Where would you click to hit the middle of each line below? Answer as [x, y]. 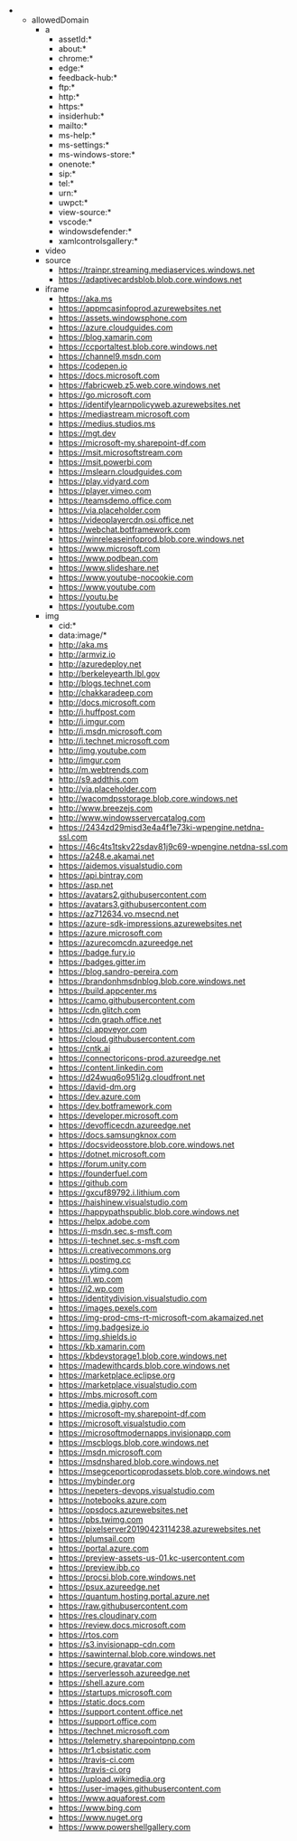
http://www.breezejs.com [106, 808]
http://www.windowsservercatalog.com [132, 818]
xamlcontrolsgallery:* [98, 241]
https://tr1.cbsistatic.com [105, 1750]
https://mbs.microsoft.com [108, 1395]
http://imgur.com [89, 760]
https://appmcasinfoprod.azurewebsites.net [140, 308]
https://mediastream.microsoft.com [124, 414]
